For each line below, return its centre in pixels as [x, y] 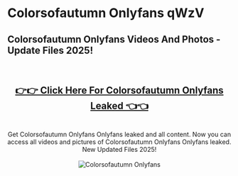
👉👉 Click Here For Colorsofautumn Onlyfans [119, 90]
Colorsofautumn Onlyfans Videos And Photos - [114, 39]
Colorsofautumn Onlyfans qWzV [106, 13]
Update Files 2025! [50, 50]
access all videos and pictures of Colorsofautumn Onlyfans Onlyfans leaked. [119, 142]
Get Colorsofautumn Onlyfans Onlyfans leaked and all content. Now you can [119, 134]
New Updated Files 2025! [119, 149]
